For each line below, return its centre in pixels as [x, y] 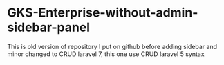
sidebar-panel [49, 27]
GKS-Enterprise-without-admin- [103, 13]
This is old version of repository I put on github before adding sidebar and [112, 46]
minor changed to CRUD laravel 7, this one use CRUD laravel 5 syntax [106, 54]
